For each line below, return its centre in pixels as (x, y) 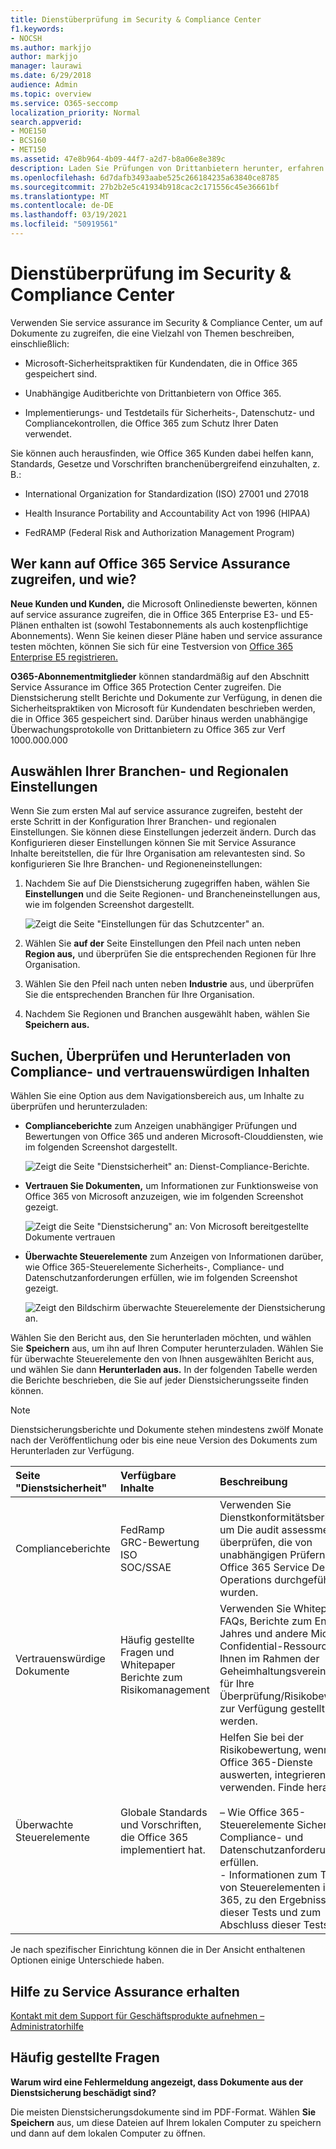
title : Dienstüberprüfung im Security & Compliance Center (136, 19)
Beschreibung (253, 1482)
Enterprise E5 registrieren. (64, 657)
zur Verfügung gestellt (272, 1709)
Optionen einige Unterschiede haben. (87, 1960)
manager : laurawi (46, 66)
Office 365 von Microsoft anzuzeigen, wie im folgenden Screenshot (164, 1197)
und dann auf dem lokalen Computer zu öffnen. (108, 2133)
